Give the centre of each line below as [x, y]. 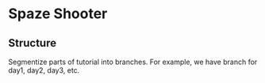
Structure [33, 43]
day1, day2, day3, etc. [44, 70]
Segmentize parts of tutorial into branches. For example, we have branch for [133, 62]
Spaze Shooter [58, 14]
